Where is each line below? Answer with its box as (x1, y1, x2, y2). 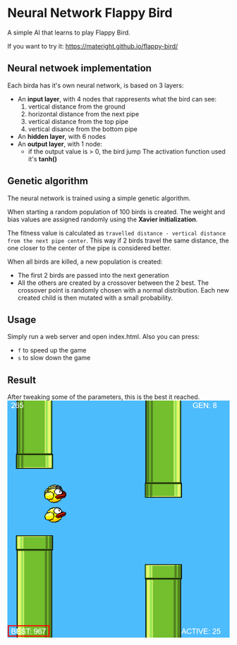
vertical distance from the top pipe (28, 117, 129, 125)
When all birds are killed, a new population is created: (7, 257, 163, 266)
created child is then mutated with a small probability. (17, 293, 173, 302)
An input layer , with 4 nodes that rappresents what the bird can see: (17, 94, 217, 103)
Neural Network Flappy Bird (7, 5, 173, 21)
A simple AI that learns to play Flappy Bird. (7, 28, 130, 37)
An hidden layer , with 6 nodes (17, 132, 107, 140)
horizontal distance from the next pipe (28, 109, 140, 118)
